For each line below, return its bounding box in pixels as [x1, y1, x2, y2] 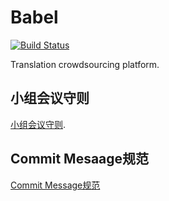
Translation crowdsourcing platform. [10, 58, 160, 70]
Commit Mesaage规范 [10, 151, 150, 168]
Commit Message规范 [10, 179, 101, 191]
